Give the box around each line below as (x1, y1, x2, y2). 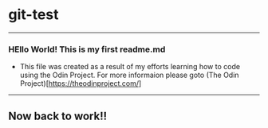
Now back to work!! (8, 109, 108, 122)
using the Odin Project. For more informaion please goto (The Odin (19, 70, 239, 80)
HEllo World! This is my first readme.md (8, 44, 166, 55)
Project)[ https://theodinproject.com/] (19, 79, 142, 88)
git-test (8, 6, 59, 24)
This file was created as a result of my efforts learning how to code (19, 62, 241, 72)
